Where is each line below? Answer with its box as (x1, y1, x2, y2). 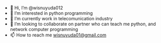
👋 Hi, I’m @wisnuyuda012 (10, 5, 63, 11)
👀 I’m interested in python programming (10, 10, 93, 16)
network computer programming (10, 26, 78, 32)
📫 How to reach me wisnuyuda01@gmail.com (10, 32, 106, 38)
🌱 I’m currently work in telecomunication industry (10, 16, 113, 21)
